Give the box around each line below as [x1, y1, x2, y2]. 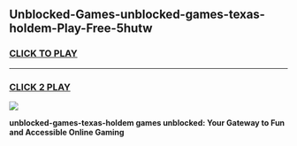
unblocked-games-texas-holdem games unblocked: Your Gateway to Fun [9, 117, 286, 127]
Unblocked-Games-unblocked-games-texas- [9, 7, 265, 22]
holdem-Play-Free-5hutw [9, 21, 153, 36]
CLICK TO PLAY [9, 48, 78, 60]
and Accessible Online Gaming [9, 127, 125, 137]
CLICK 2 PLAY [9, 81, 71, 93]
